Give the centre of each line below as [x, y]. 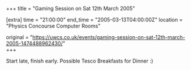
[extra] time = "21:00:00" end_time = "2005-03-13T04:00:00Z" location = [94, 20]
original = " [20, 37]
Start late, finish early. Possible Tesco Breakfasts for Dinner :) [79, 61]
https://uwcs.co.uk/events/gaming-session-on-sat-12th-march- [109, 37]
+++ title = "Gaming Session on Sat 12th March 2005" [70, 8]
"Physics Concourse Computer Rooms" [53, 26]
